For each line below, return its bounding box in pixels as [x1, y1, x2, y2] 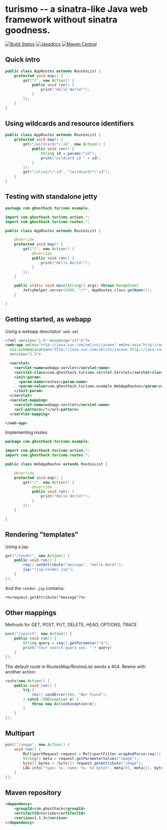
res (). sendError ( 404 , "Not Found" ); [31, 692, 108, 697]
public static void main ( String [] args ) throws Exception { [14, 283, 139, 288]
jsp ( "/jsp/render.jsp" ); [23, 567, 75, 572]
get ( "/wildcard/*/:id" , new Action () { [23, 142, 106, 147]
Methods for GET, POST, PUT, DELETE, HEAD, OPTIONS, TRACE [5, 622, 137, 628]
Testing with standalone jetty [5, 192, 98, 201]
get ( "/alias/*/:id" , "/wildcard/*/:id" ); [23, 169, 110, 174]
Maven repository [5, 788, 62, 797]
